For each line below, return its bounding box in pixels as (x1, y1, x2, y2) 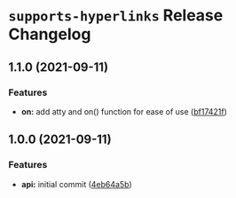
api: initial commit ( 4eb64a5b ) (20, 178, 132, 189)
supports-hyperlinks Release (8, 5, 224, 26)
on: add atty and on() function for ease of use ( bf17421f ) (20, 106, 228, 116)
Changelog (8, 24, 91, 44)
